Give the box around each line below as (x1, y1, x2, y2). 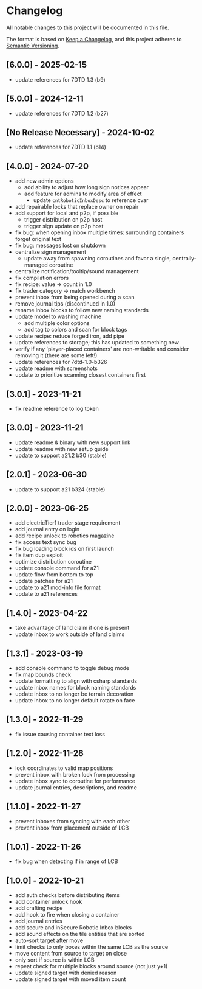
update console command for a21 (15, 564, 99, 572)
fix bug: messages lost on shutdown (15, 242, 106, 250)
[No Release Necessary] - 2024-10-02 (6, 127, 155, 138)
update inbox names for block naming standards (15, 684, 136, 691)
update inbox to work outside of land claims (15, 631, 125, 638)
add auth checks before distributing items (15, 892, 120, 899)
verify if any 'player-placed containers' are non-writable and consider (15, 345, 189, 353)
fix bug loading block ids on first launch (15, 545, 114, 553)
